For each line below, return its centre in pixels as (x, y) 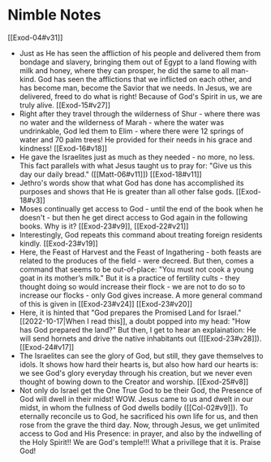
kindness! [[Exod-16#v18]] (63, 148)
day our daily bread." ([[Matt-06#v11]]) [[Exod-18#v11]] (110, 174)
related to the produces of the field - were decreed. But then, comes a (137, 260)
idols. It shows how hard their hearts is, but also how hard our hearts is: (139, 364)
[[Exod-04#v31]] (35, 37)
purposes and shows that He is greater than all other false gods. (127, 191)
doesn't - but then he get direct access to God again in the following (133, 217)
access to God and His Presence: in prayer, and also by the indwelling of (140, 434)
